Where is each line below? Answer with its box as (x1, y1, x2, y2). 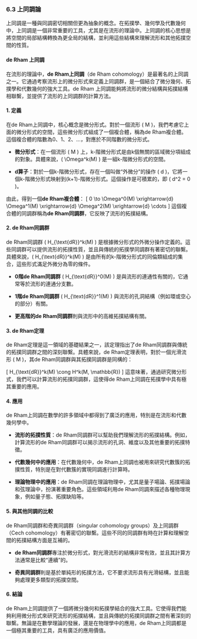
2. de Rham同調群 (6, 224, 50, 231)
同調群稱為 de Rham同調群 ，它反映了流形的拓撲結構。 (21, 209, 151, 217)
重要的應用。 (11, 383, 42, 390)
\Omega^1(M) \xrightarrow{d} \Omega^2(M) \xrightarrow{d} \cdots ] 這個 (6, 202, 182, 209)
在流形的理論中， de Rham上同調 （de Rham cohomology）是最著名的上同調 (6, 70, 189, 77)
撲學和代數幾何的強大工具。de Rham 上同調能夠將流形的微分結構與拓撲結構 (6, 85, 189, 92)
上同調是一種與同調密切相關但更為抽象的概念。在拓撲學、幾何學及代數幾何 (6, 19, 186, 27)
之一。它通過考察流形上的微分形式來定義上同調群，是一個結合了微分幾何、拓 (6, 77, 191, 84)
